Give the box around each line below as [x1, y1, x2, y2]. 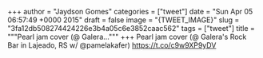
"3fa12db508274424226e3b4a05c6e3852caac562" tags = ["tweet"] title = [7, 24, 255, 33]
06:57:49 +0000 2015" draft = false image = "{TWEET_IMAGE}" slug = [7, 15, 240, 25]
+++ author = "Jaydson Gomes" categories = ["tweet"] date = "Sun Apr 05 [7, 7, 253, 16]
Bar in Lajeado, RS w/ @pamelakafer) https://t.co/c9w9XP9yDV [7, 41, 217, 50]
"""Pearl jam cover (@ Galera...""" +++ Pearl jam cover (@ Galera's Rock [7, 32, 247, 41]
